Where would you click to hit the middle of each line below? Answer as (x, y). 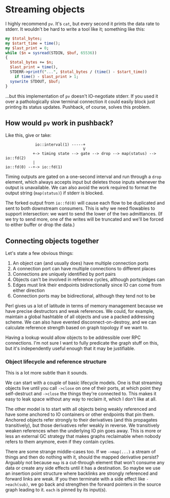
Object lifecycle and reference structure (56, 362)
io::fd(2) (16, 158)
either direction (29, 290)
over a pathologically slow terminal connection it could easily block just (80, 102)
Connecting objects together (52, 241)
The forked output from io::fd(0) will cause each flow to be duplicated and (85, 203)
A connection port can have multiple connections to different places (84, 269)
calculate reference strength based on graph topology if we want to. (77, 328)
